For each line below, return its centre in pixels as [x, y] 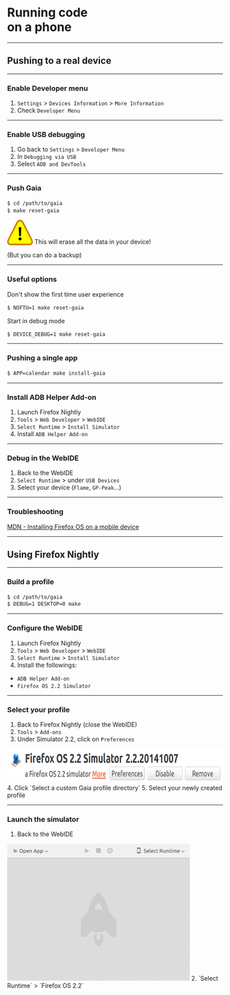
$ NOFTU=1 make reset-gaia [46, 307]
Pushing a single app [42, 358]
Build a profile [31, 582]
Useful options [32, 279]
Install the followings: [47, 665]
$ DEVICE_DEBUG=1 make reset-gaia [56, 334]
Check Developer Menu [49, 110]
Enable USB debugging [46, 134]
